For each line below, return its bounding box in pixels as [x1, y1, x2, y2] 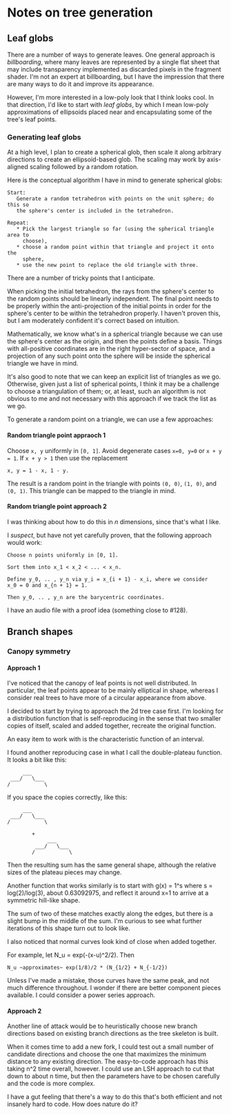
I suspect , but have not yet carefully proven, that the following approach [7, 531, 212, 539]
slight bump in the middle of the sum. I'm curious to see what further [7, 917, 202, 925]
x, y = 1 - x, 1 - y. [7, 467, 70, 474]
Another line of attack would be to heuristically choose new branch [7, 1022, 198, 1030]
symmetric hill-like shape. [7, 896, 81, 905]
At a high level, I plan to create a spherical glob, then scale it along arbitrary [7, 148, 222, 157]
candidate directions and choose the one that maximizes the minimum [7, 1050, 207, 1058]
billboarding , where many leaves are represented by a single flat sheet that [7, 58, 220, 66]
